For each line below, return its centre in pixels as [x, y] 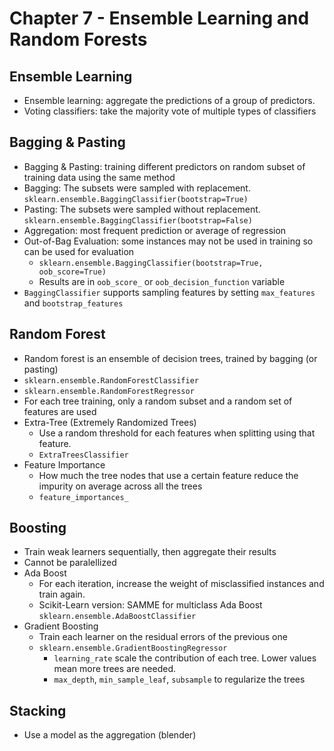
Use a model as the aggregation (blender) [110, 735]
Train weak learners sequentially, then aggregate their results [150, 552]
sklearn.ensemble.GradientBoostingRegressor [133, 648]
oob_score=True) [72, 272]
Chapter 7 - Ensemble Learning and [159, 18]
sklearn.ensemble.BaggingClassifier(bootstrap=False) [138, 220]
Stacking [38, 710]
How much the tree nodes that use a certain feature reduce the [168, 475]
